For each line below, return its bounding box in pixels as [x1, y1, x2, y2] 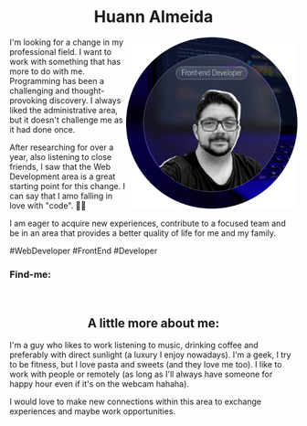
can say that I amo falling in [9, 190, 112, 201]
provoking [9, 94, 48, 106]
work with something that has [9, 56, 122, 67]
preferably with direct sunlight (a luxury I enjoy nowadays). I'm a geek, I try [9, 349, 291, 360]
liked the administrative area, [9, 104, 119, 115]
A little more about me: [87, 315, 220, 331]
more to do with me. [9, 66, 85, 77]
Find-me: [9, 268, 52, 281]
